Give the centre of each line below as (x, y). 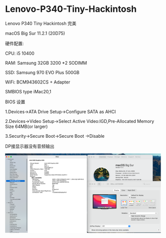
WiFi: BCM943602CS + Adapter (38, 82)
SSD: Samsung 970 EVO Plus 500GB (42, 72)
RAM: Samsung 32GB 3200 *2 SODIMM (46, 63)
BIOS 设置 (15, 102)
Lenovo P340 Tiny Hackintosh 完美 (41, 23)
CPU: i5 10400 (20, 53)
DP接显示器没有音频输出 (30, 146)
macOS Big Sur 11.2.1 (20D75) (35, 33)
